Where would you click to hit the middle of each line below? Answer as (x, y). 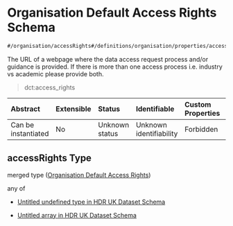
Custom (198, 104)
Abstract (25, 109)
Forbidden (201, 129)
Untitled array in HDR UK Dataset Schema (77, 215)
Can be (23, 125)
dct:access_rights (50, 87)
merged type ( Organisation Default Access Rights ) (79, 175)
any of (16, 188)
